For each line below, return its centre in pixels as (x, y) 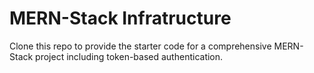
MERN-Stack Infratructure (120, 18)
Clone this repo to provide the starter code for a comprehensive (140, 46)
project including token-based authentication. (129, 56)
